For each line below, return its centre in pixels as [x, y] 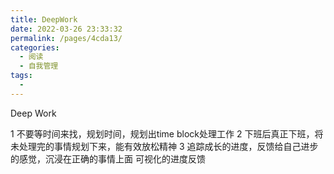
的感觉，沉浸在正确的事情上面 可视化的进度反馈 [108, 158]
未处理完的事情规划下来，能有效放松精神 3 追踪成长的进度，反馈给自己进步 [164, 146]
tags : [21, 76]
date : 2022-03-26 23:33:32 [66, 29]
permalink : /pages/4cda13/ [66, 38]
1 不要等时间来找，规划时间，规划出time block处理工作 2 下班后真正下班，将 [167, 133]
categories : [35, 47]
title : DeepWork [44, 19]
